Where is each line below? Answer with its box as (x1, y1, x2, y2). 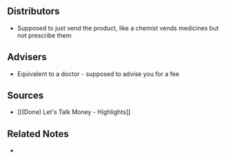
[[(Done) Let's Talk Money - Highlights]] (17, 108, 131, 116)
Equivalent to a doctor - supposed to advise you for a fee (17, 69, 180, 78)
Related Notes (7, 128, 69, 140)
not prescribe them (17, 31, 72, 39)
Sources (7, 90, 44, 102)
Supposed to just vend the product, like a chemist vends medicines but (17, 24, 219, 32)
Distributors (7, 6, 60, 17)
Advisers (7, 51, 47, 63)
